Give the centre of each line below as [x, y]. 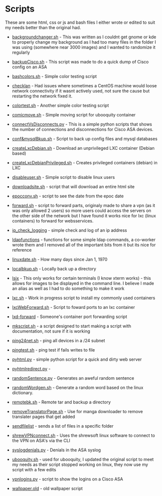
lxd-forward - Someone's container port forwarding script [69, 317]
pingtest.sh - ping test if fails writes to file [53, 350]
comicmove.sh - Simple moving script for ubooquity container [74, 114]
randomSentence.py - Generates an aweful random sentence [73, 378]
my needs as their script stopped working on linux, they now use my [80, 464]
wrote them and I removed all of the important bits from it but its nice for [84, 245]
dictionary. [23, 392]
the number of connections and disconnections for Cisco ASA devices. [83, 129]
